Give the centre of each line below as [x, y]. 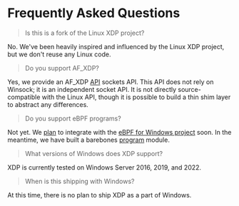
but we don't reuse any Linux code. [59, 54]
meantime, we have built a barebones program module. [88, 140]
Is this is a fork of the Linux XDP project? [85, 33]
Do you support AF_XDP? [62, 68]
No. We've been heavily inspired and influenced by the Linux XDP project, [116, 46]
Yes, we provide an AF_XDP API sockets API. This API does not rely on [111, 82]
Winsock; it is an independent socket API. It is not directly [92, 89]
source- [189, 89]
